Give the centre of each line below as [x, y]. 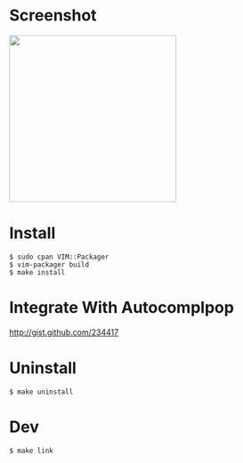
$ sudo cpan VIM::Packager [59, 257]
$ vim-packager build [49, 264]
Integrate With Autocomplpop [121, 308]
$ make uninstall [41, 392]
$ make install [37, 272]
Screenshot [53, 16]
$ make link [31, 451]
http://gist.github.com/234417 [64, 332]
